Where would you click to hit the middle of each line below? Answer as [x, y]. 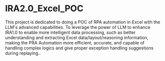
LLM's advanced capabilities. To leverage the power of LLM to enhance [78, 27]
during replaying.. [23, 53]
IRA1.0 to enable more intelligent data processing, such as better [70, 32]
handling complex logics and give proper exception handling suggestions [79, 48]
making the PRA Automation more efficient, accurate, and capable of [75, 42]
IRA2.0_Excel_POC [44, 9]
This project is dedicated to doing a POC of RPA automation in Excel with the [83, 22]
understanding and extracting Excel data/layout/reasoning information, [77, 38]
